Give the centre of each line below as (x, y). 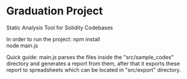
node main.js (22, 45)
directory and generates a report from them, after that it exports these (93, 63)
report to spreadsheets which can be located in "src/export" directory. (93, 69)
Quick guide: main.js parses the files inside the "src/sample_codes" (90, 57)
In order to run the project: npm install (53, 39)
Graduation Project (55, 11)
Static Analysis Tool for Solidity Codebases (60, 28)
